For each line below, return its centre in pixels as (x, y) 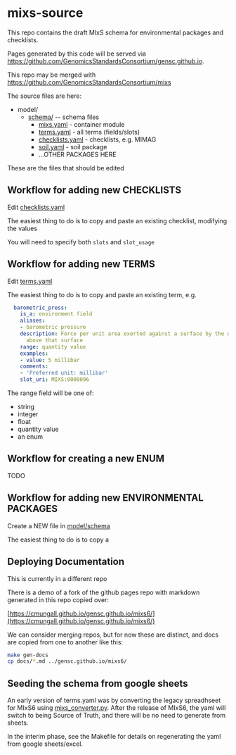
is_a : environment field (56, 314)
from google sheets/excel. (45, 744)
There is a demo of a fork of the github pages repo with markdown (104, 592)
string (26, 407)
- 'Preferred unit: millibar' (64, 373)
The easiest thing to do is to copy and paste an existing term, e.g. (102, 294)
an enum (30, 437)
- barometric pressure (53, 327)
